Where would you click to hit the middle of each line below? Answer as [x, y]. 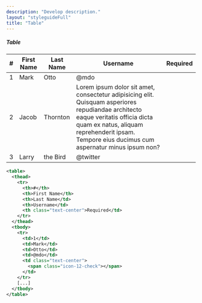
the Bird [55, 157]
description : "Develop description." [54, 12]
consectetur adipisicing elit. [115, 95]
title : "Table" [25, 23]
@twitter [88, 157]
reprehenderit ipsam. [106, 132]
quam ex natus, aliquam [109, 125]
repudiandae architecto [109, 110]
